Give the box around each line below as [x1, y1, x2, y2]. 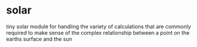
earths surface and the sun [6, 35, 72, 42]
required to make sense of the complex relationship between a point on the [6, 29, 190, 36]
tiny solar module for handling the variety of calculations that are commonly [6, 23, 191, 30]
